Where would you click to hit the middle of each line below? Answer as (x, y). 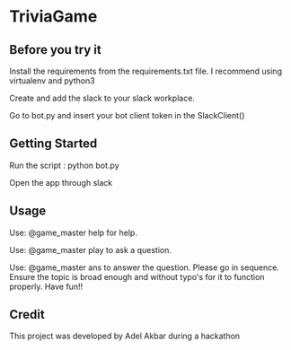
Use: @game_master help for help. (73, 232)
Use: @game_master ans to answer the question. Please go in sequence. (145, 267)
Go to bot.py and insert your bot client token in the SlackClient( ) (127, 115)
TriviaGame (53, 17)
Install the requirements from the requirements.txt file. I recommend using (146, 71)
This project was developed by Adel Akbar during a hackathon (125, 336)
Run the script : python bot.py (64, 165)
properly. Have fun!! (46, 286)
